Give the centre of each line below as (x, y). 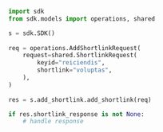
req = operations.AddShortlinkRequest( (75, 48)
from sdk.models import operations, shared (82, 19)
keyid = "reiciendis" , (71, 63)
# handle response (53, 122)
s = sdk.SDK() (32, 33)
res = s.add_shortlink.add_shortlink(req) (80, 99)
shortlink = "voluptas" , (75, 70)
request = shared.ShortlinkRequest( (80, 56)
